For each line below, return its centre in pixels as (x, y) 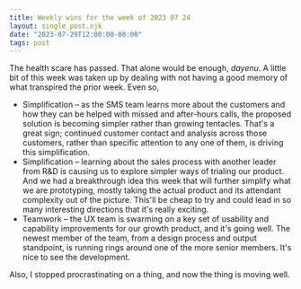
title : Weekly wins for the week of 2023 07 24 (100, 18)
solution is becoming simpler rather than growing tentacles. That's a (148, 124)
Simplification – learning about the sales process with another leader (149, 162)
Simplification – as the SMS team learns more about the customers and (154, 105)
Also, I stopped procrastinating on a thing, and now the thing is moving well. (150, 275)
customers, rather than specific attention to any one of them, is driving (153, 143)
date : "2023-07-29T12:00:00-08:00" (76, 34)
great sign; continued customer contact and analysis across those (145, 133)
